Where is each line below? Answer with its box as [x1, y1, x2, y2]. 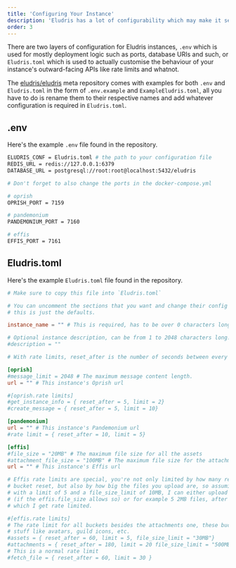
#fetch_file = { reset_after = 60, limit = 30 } [7, 554, 152, 561]
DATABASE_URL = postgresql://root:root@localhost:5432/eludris [7, 167, 197, 174]
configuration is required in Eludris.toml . [7, 101, 127, 110]
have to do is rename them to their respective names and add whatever [7, 94, 214, 102]
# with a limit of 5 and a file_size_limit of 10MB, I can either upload [7, 489, 228, 496]
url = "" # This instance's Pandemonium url [7, 424, 140, 431]
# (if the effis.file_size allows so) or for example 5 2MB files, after [7, 495, 228, 502]
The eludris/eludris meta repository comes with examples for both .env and [7, 79, 225, 87]
